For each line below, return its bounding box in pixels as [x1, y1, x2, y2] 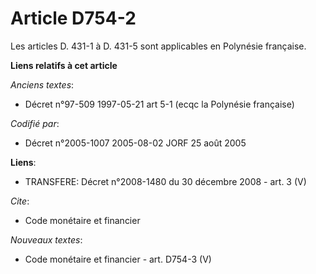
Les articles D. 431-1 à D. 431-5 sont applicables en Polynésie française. [10, 40, 307, 52]
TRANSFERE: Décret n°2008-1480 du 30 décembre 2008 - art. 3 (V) [24, 175, 307, 187]
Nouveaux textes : [10, 233, 83, 246]
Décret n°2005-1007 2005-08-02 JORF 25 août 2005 [24, 137, 247, 149]
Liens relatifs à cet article [10, 59, 118, 71]
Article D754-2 [10, 7, 137, 30]
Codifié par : [10, 117, 60, 129]
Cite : [10, 195, 30, 207]
